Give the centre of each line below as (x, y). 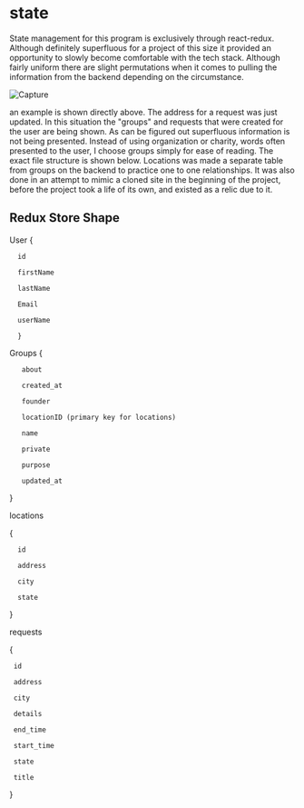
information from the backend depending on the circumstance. (127, 76)
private (36, 449)
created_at (42, 385)
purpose (36, 465)
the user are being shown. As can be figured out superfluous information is (150, 131)
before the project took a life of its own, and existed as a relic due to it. (141, 189)
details (28, 713)
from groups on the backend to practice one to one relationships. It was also (152, 170)
